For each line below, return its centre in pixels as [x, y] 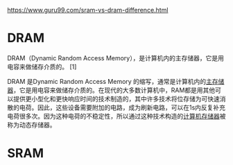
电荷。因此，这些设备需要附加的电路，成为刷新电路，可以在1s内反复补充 [122, 107]
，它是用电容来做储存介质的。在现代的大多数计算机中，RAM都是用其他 [114, 90]
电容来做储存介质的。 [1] [42, 67]
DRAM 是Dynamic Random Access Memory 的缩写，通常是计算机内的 [107, 81]
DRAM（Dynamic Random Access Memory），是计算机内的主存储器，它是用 [115, 58]
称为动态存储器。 [32, 125]
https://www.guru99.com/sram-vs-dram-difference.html [88, 10]
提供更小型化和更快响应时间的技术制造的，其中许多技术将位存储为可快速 [116, 98]
